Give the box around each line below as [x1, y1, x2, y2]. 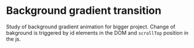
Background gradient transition [6, 4, 162, 17]
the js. [6, 35, 21, 42]
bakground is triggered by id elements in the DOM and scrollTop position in [6, 29, 189, 36]
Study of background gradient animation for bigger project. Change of [6, 23, 176, 30]
